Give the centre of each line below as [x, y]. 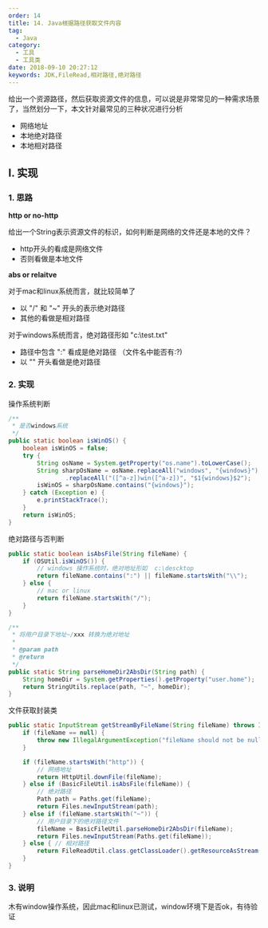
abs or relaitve [33, 275]
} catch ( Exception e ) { [64, 493]
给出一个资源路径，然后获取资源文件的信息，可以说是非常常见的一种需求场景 [134, 98]
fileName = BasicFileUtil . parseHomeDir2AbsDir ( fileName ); [135, 829]
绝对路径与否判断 [36, 538]
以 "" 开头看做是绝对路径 [60, 362]
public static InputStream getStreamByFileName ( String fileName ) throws [132, 725]
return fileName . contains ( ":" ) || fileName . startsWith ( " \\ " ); [142, 576]
